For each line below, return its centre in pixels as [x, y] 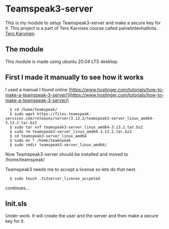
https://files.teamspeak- [64, 114]
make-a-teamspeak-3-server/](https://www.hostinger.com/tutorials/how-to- [84, 95]
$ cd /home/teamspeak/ [34, 109]
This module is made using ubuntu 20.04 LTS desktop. [62, 62]
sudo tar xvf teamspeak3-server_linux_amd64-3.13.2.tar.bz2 [79, 127]
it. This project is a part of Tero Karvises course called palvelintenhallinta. [81, 28]
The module [24, 49]
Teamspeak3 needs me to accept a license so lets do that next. [71, 169]
